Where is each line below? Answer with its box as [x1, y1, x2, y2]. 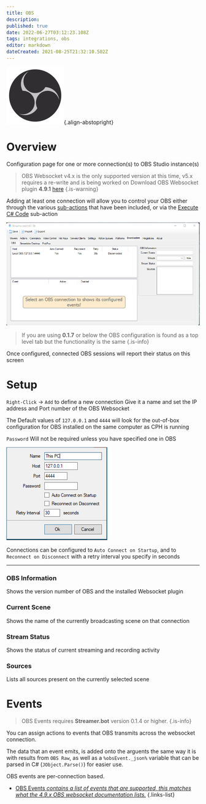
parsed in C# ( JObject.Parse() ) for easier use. [6, 761, 124, 768]
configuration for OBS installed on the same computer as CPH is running [6, 423, 189, 431]
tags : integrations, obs [6, 36, 70, 42]
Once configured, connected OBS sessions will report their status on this [6, 350, 191, 357]
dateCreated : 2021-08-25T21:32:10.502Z [6, 49, 109, 55]
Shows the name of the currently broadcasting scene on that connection [6, 617, 190, 624]
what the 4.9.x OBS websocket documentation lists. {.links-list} [15, 791, 175, 798]
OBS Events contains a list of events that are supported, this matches [15, 784, 191, 792]
